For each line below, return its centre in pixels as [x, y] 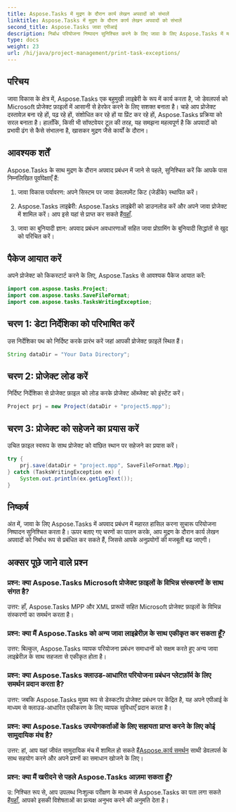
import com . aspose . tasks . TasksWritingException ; [80, 302]
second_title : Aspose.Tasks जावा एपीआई [62, 27]
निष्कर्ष [18, 507]
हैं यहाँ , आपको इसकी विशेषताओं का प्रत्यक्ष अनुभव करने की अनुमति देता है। [88, 800]
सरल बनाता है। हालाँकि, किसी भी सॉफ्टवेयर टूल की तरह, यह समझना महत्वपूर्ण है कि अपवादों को [112, 122]
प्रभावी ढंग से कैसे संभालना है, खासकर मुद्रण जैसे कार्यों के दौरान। [78, 130]
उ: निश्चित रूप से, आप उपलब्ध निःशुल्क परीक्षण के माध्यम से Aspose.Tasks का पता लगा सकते [114, 792]
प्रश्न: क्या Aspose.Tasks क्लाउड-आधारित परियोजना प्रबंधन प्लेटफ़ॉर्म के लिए [110, 675]
